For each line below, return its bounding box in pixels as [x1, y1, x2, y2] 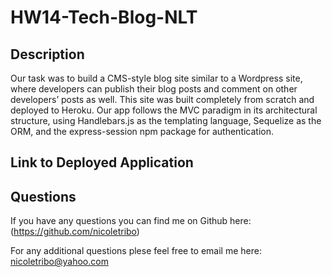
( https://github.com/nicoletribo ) [10, 226, 140, 238]
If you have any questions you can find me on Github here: [10, 215, 252, 227]
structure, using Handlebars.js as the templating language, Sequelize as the [10, 115, 322, 126]
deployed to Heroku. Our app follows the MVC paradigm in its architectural [10, 104, 318, 116]
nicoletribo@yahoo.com [10, 256, 109, 268]
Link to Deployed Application [10, 154, 194, 171]
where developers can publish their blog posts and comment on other [10, 83, 298, 95]
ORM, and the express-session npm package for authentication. [10, 126, 275, 137]
